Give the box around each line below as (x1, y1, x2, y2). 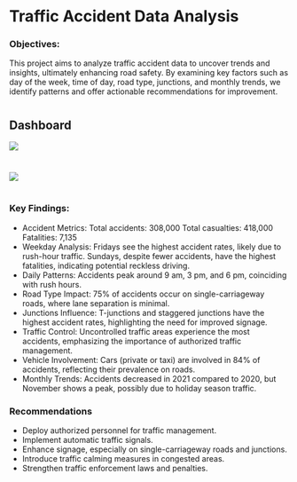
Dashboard (9, 117, 72, 132)
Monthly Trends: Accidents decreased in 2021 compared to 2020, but (21, 373, 277, 383)
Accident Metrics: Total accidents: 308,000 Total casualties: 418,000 (21, 222, 273, 233)
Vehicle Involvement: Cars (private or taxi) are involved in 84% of (21, 354, 261, 365)
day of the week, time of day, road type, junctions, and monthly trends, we (9, 77, 281, 88)
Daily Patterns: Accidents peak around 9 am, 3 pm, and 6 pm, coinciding (21, 269, 287, 281)
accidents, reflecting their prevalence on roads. (21, 364, 196, 375)
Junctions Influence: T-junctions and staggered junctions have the (21, 307, 265, 318)
